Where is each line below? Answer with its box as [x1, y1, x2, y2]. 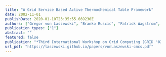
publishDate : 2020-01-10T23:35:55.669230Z [5, 16, 94, 21]
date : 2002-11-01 [5, 12, 41, 17]
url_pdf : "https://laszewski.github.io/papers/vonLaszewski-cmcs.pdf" [5, 44, 154, 49]
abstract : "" [5, 30, 32, 35]
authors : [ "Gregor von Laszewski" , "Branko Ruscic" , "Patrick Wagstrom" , [5, 21, 161, 26]
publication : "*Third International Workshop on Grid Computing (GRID [5, 40, 154, 45]
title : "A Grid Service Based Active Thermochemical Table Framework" [5, 7, 154, 12]
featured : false [5, 35, 39, 40]
